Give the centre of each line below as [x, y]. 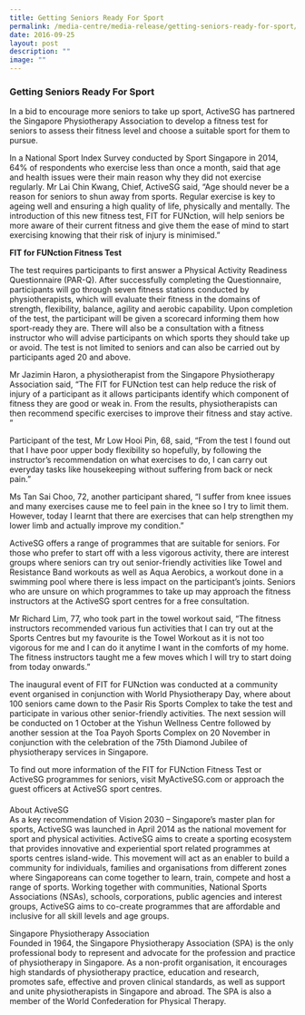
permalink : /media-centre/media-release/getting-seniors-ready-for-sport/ [154, 26]
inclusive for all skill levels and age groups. [89, 916]
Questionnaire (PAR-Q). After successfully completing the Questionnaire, [146, 280]
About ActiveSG [39, 810]
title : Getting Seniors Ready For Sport [87, 18]
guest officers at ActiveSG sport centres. [86, 789]
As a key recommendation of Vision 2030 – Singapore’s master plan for [142, 819]
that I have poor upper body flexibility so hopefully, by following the [135, 450]
